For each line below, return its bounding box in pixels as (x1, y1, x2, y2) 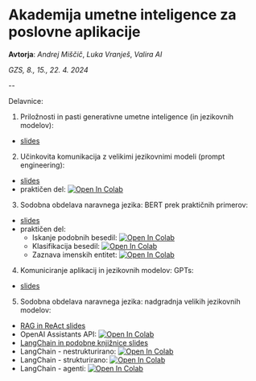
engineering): (19, 159, 65, 170)
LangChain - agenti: (19, 363, 86, 373)
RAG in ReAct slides (19, 321, 86, 330)
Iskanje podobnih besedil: (31, 232, 118, 242)
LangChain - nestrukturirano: (19, 346, 117, 356)
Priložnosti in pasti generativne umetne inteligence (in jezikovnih (19, 111, 234, 122)
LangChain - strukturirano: (19, 354, 109, 364)
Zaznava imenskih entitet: (31, 250, 118, 259)
